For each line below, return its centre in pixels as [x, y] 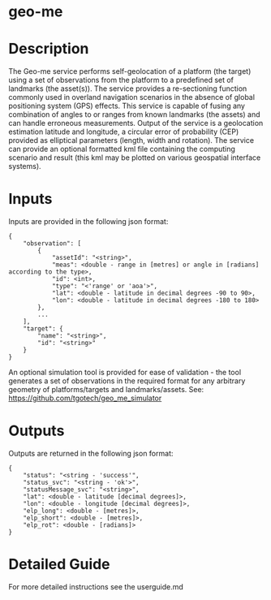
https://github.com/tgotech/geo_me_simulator [85, 398]
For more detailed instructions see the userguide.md [96, 586]
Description [49, 49]
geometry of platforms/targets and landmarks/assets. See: [106, 390]
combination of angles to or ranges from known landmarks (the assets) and [135, 114]
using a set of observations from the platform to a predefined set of [121, 80]
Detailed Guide [60, 565]
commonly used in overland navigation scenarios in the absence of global [132, 97]
